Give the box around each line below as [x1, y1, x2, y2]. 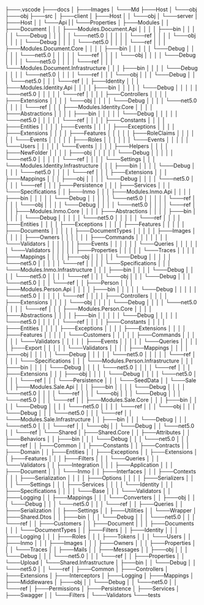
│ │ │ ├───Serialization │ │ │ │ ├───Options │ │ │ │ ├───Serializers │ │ [5, 475, 194, 481]
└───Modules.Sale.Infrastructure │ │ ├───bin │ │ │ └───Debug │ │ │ [5, 416, 187, 423]
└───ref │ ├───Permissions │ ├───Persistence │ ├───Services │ [5, 585, 179, 592]
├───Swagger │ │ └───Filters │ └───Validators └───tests [5, 592, 161, 598]
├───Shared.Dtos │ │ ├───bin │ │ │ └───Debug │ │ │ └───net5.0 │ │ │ [5, 513, 196, 520]
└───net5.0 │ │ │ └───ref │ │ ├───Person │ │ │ [5, 279, 134, 286]
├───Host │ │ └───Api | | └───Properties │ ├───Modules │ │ [5, 19, 170, 26]
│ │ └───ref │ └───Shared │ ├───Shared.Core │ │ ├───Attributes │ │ [5, 429, 191, 436]
